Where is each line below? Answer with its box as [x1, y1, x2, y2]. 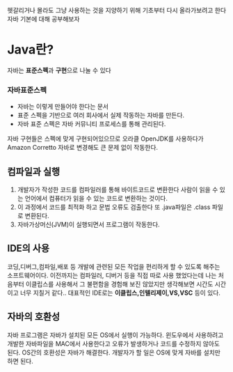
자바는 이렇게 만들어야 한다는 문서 [17, 102, 109, 111]
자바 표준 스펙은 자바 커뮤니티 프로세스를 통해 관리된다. [17, 120, 166, 128]
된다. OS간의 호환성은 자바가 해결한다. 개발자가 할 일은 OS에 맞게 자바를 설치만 [7, 348, 221, 357]
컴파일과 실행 [7, 166, 61, 178]
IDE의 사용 [7, 242, 50, 254]
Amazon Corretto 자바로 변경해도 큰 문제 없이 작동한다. [7, 144, 159, 152]
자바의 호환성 [7, 311, 61, 323]
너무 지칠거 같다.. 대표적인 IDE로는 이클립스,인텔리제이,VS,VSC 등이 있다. [19, 288, 221, 297]
